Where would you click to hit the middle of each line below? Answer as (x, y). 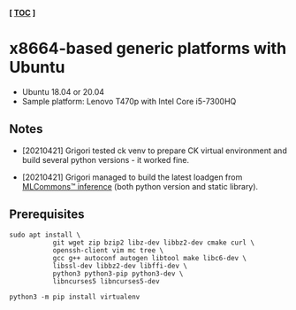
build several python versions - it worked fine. (106, 159)
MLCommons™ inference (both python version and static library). (140, 186)
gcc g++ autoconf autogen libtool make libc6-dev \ (150, 258)
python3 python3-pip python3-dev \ (118, 274)
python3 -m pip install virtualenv (75, 297)
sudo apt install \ (45, 235)
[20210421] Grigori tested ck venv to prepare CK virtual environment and (154, 151)
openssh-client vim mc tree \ (108, 250)
